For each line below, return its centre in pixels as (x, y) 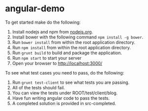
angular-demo (35, 9)
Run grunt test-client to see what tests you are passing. (71, 82)
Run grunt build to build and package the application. (67, 53)
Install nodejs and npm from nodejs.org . (53, 32)
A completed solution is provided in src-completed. (64, 103)
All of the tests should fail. (39, 87)
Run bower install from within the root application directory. (74, 42)
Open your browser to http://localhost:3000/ (57, 63)
